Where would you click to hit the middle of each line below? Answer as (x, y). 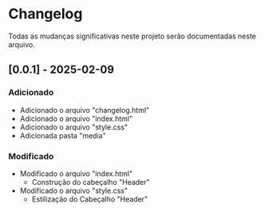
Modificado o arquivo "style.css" (74, 190)
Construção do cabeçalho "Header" (91, 182)
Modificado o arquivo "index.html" (76, 174)
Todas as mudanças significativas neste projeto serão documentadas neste (132, 36)
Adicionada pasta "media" (63, 135)
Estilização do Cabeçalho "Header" (90, 199)
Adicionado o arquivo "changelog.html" (85, 110)
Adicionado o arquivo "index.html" (76, 118)
